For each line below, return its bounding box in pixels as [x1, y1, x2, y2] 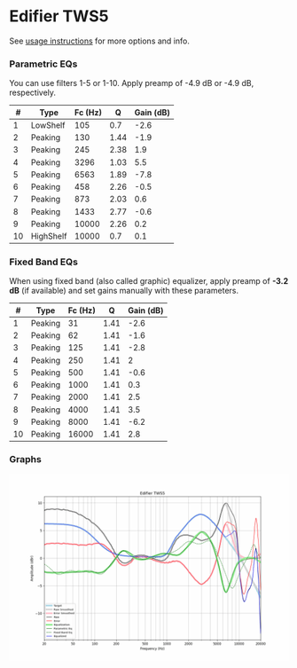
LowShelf [30, 120, 66, 130]
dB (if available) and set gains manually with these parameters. [9, 286, 239, 296]
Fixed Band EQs [9, 255, 78, 268]
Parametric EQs [9, 58, 78, 70]
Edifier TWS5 [9, 6, 109, 27]
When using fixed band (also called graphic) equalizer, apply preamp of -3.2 [9, 276, 289, 287]
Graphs [9, 453, 42, 466]
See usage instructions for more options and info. [9, 35, 191, 46]
